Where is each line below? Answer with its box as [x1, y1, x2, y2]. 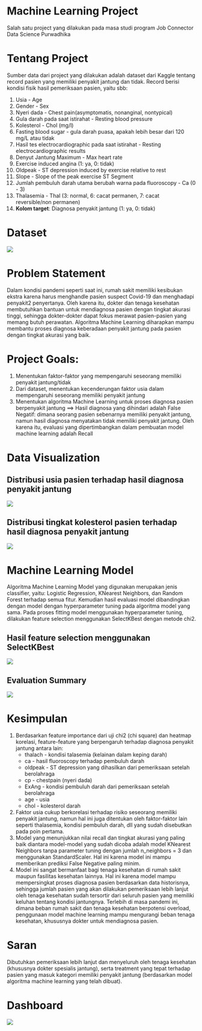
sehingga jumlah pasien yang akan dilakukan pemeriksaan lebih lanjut [15, 885, 189, 892]
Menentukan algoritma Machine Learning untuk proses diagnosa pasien [15, 397, 194, 405]
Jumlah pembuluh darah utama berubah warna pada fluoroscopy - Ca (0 [15, 179, 196, 186]
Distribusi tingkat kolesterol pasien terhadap [7, 517, 177, 528]
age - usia [24, 796, 50, 803]
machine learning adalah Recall [15, 429, 93, 437]
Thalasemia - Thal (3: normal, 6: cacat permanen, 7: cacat [15, 192, 160, 199]
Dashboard [7, 998, 64, 1012]
